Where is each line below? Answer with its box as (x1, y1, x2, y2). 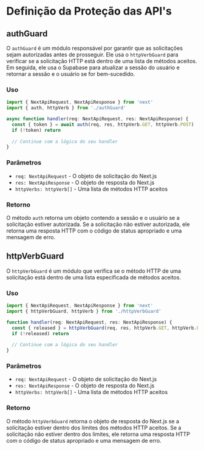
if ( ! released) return (12, 330, 69, 336)
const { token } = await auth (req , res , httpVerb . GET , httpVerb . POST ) (12, 121, 194, 128)
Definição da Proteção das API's (6, 4, 172, 18)
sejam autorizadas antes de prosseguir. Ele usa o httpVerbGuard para (6, 51, 178, 58)
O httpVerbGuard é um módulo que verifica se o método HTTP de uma (6, 267, 181, 274)
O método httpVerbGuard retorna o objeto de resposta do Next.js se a (6, 417, 180, 424)
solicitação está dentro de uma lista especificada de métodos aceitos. (6, 273, 181, 281)
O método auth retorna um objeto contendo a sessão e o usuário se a (6, 214, 180, 221)
